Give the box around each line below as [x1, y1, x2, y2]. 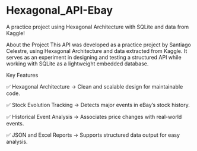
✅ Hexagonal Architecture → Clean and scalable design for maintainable [6, 83, 183, 90]
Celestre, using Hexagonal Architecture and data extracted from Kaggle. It [6, 47, 188, 54]
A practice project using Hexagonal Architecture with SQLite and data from [6, 23, 189, 30]
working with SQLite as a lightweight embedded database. [6, 60, 149, 67]
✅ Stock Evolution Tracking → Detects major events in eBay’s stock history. [6, 101, 190, 108]
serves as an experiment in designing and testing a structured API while [6, 54, 182, 61]
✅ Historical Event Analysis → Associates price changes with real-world [6, 113, 182, 120]
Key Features [6, 71, 39, 78]
